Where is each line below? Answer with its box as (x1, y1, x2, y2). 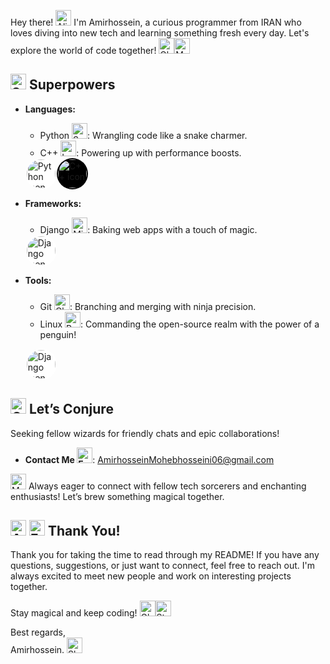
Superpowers (28, 76, 116, 94)
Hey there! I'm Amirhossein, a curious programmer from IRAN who (10, 16, 302, 28)
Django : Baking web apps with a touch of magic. (39, 223, 258, 235)
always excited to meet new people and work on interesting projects (10, 570, 292, 582)
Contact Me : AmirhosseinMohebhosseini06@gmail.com (24, 453, 275, 465)
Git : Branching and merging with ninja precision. (39, 300, 257, 312)
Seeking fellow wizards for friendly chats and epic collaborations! (10, 427, 280, 439)
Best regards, (10, 626, 66, 639)
